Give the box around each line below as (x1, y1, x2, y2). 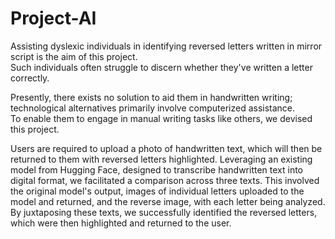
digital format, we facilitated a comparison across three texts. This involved (10, 174, 320, 186)
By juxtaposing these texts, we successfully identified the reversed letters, (10, 206, 318, 218)
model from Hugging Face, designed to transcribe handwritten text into (10, 163, 304, 176)
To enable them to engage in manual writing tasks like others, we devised (10, 112, 313, 124)
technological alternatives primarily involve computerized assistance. (10, 102, 296, 114)
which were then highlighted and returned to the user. (10, 217, 232, 229)
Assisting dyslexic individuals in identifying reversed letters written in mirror (10, 40, 323, 52)
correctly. (10, 72, 50, 84)
